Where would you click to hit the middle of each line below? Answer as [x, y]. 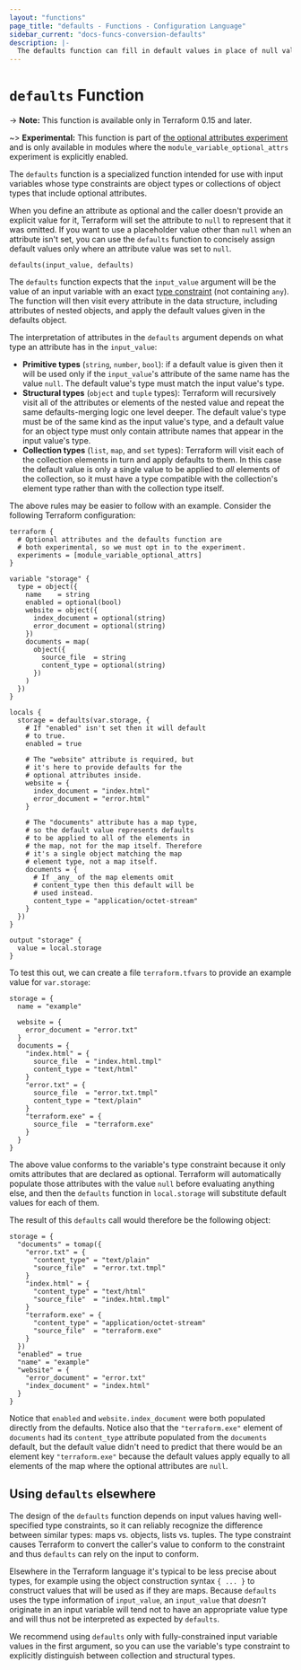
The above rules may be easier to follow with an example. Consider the [140, 506]
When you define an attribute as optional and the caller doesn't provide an [146, 211]
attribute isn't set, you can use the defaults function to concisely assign [142, 240]
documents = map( [58, 642]
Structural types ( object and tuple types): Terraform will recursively [149, 393]
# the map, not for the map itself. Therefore [114, 846]
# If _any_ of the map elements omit [103, 878]
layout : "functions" [48, 18]
